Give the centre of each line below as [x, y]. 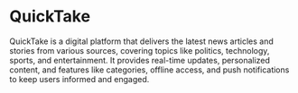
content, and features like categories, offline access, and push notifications [149, 70]
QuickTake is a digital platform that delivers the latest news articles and [141, 41]
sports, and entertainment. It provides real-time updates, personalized [140, 60]
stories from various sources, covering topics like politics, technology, [140, 50]
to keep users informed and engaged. [79, 79]
